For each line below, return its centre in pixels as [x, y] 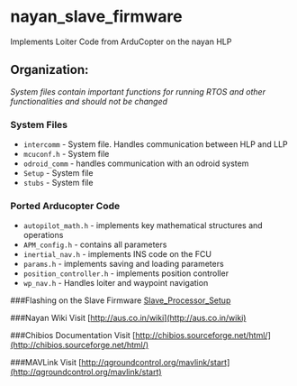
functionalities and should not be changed [89, 101]
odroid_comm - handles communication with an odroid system [136, 163]
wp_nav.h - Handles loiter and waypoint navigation [116, 283]
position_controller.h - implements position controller [126, 273]
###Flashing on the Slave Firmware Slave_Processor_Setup [121, 300]
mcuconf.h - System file [66, 154]
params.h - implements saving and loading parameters [123, 264]
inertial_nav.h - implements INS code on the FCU [117, 254]
